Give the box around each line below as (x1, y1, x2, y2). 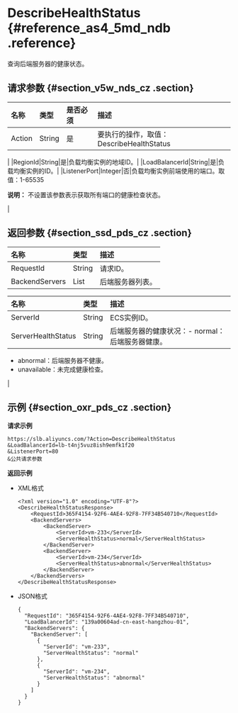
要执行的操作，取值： (97, 129, 169, 139)
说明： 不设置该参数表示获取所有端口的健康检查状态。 (7, 190, 164, 199)
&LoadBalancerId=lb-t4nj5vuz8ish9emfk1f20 (7, 442, 135, 449)
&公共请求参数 (7, 456, 42, 463)
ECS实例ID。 (109, 313, 153, 322)
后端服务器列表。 (99, 276, 157, 286)
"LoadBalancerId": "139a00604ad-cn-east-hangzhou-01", (24, 619, 190, 626)
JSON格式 (17, 592, 48, 600)
